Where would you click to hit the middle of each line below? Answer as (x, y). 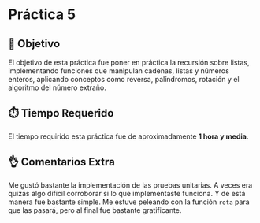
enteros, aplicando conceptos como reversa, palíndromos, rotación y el (124, 79)
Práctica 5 (42, 15)
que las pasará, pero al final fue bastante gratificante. (95, 210)
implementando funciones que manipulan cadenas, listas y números (119, 71)
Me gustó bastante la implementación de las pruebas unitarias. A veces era (130, 185)
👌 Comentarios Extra (62, 162)
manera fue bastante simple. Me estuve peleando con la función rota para (129, 202)
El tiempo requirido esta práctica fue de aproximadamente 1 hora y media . (128, 136)
